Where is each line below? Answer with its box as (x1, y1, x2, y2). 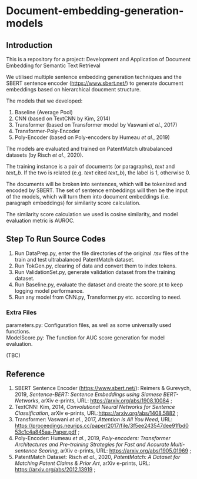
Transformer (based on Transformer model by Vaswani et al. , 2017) (14, 121, 178, 128)
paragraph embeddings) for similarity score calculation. (6, 199, 141, 206)
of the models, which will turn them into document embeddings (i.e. (6, 193, 170, 200)
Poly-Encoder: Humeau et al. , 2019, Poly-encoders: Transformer (14, 434, 171, 441)
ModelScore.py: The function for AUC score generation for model (6, 334, 165, 341)
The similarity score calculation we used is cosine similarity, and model (6, 211, 178, 217)
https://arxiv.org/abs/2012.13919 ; (14, 465, 96, 473)
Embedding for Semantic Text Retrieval (6, 62, 101, 69)
